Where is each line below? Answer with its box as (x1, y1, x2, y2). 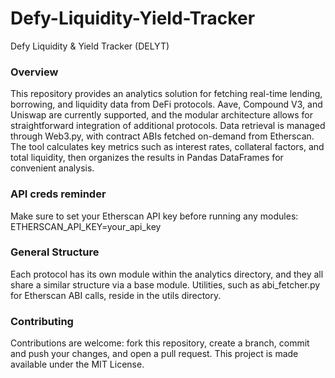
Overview (10, 65, 59, 79)
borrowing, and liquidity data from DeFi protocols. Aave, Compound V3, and (10, 98, 323, 111)
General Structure (10, 245, 100, 259)
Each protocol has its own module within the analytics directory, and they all (10, 268, 324, 280)
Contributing (10, 314, 74, 328)
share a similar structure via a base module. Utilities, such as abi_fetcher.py (10, 278, 321, 291)
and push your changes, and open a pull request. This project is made (10, 348, 299, 360)
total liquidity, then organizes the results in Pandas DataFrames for (10, 152, 284, 164)
